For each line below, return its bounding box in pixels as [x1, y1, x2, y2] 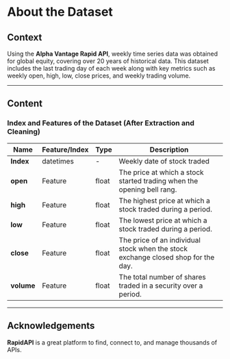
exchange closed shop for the [118, 252, 215, 262]
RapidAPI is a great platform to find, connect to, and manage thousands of [7, 338, 218, 347]
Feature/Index [42, 145, 89, 154]
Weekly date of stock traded [118, 156, 210, 165]
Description [149, 145, 189, 154]
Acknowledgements [7, 320, 95, 332]
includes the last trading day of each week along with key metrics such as [7, 65, 216, 72]
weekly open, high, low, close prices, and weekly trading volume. [7, 71, 191, 80]
